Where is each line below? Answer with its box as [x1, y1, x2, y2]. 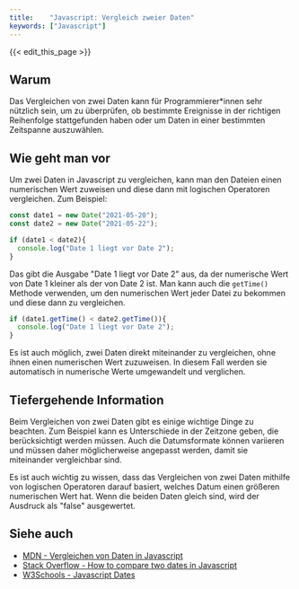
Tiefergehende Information [9, 392, 164, 408]
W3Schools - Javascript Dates [22, 569, 136, 580]
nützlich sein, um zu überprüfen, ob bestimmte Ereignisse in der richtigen [9, 105, 281, 117]
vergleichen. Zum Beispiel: [9, 194, 108, 205]
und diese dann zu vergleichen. [9, 297, 126, 308]
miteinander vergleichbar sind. [9, 454, 123, 465]
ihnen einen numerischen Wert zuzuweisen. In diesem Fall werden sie [9, 356, 268, 368]
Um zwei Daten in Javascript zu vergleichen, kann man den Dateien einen [9, 174, 282, 185]
